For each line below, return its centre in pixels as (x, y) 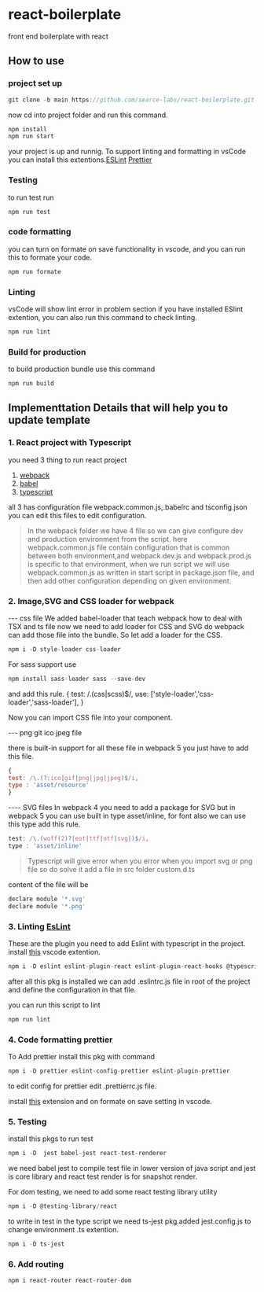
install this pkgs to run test (51, 1139)
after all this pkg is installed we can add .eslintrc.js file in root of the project (129, 981)
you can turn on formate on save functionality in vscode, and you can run (127, 248)
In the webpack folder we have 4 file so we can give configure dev (135, 530)
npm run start (31, 136)
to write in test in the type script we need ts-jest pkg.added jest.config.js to (130, 1221)
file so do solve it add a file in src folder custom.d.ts (111, 869)
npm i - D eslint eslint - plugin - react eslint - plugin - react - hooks (115, 966)
